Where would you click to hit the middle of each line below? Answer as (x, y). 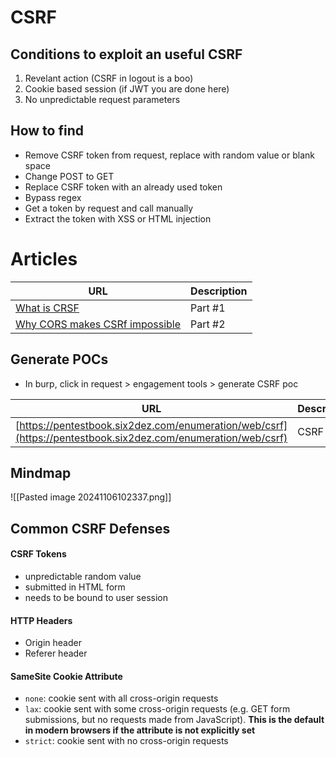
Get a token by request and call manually (109, 208)
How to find (47, 131)
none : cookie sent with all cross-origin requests (121, 698)
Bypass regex (53, 197)
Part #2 (208, 324)
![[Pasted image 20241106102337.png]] (91, 497)
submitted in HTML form (75, 587)
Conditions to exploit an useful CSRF (126, 54)
